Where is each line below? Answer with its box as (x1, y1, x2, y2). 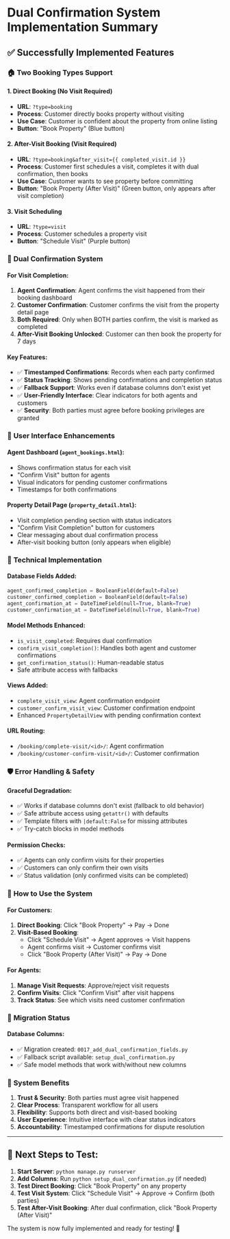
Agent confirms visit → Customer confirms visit (27, 943, 161, 951)
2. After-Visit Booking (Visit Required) (7, 140, 118, 148)
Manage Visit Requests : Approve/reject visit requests (16, 981, 170, 990)
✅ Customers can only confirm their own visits (16, 863, 149, 872)
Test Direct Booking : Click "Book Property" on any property (16, 1181, 187, 1190)
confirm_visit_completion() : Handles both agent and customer (16, 643, 196, 652)
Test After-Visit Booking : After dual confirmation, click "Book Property (16, 1203, 218, 1212)
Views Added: (7, 681, 49, 689)
